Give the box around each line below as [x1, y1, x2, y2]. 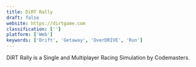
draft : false [6, 15, 40, 21]
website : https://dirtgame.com [6, 20, 86, 26]
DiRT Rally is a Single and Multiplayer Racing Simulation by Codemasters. [6, 54, 190, 61]
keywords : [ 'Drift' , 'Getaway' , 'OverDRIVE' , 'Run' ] [6, 37, 143, 43]
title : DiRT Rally [6, 9, 53, 15]
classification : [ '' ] [6, 26, 61, 32]
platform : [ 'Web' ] [6, 32, 53, 38]
